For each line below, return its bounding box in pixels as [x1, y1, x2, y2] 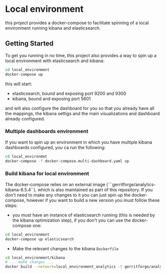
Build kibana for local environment [5, 170, 89, 177]
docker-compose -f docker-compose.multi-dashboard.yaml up [5, 158, 129, 163]
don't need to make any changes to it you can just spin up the [5, 192, 131, 198]
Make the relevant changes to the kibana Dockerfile [12, 245, 119, 251]
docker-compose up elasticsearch [5, 236, 74, 241]
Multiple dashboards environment [5, 128, 88, 135]
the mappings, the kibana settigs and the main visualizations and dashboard [5, 110, 160, 117]
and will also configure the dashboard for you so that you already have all [5, 105, 155, 111]
